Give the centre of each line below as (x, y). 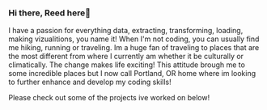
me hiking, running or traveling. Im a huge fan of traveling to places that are (134, 48)
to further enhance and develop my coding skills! (90, 82)
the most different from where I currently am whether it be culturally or (126, 57)
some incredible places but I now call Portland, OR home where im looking (132, 74)
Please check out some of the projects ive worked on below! (109, 98)
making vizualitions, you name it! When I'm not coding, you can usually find (134, 39)
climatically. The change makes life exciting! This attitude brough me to (127, 65)
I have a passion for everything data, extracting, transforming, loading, (126, 31)
